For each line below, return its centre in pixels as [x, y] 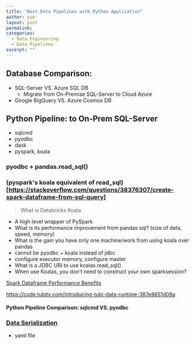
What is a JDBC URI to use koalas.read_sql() [68, 265]
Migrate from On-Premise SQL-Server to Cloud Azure [88, 94]
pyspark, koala [32, 152]
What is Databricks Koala [51, 210]
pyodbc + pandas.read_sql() [47, 167]
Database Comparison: [49, 74]
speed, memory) [35, 234]
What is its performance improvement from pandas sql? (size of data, [98, 227]
